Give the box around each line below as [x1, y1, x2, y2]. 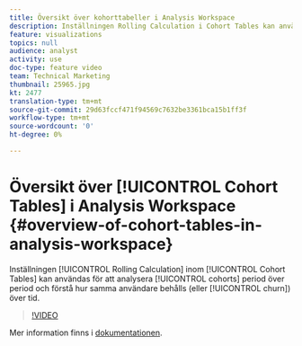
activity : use [9, 55, 63, 64]
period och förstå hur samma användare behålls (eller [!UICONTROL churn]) [9, 282, 291, 293]
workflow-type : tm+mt [9, 113, 91, 122]
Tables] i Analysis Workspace [9, 196, 236, 217]
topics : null [9, 38, 58, 48]
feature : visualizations [9, 30, 102, 39]
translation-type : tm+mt [9, 96, 102, 106]
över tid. [9, 292, 40, 303]
